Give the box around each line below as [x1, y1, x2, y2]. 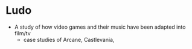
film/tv [14, 29, 31, 36]
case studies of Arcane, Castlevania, [23, 36, 115, 43]
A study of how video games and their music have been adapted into [14, 23, 186, 30]
